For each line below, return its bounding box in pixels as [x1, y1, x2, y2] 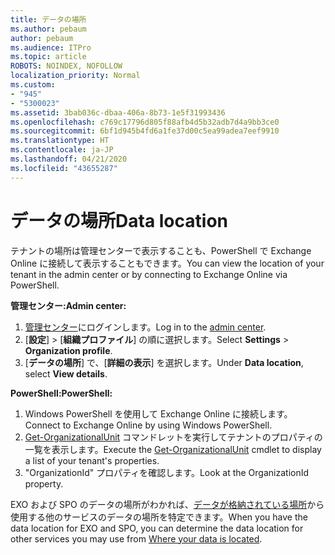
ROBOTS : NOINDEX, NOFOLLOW [10, 61, 123, 71]
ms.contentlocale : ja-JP [10, 145, 114, 155]
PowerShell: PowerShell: [10, 387, 113, 399]
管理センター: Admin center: [10, 299, 127, 311]
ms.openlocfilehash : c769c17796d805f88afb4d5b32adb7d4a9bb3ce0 [10, 117, 280, 127]
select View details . [24, 367, 108, 380]
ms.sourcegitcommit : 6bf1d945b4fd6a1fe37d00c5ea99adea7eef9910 [10, 126, 280, 136]
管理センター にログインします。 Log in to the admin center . [24, 321, 267, 333]
